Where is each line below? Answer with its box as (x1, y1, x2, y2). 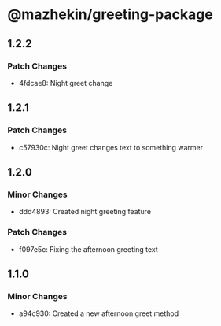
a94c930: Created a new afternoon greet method (18, 309, 179, 318)
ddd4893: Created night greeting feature (18, 207, 151, 217)
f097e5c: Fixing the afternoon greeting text (18, 244, 158, 254)
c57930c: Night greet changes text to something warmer (18, 143, 204, 152)
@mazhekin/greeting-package (7, 6, 213, 24)
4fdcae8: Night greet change (18, 78, 113, 87)
